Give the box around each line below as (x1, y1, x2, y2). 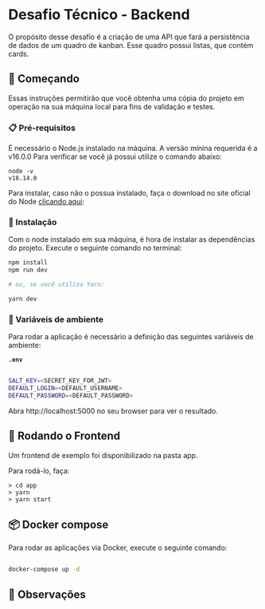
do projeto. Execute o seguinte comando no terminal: (8, 243, 182, 253)
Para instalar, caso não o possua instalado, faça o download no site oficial (8, 188, 251, 198)
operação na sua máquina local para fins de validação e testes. (8, 101, 216, 111)
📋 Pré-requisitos (8, 122, 76, 133)
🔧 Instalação (8, 216, 57, 227)
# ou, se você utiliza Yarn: (8, 281, 105, 289)
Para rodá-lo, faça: (8, 465, 70, 476)
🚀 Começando (8, 72, 80, 85)
